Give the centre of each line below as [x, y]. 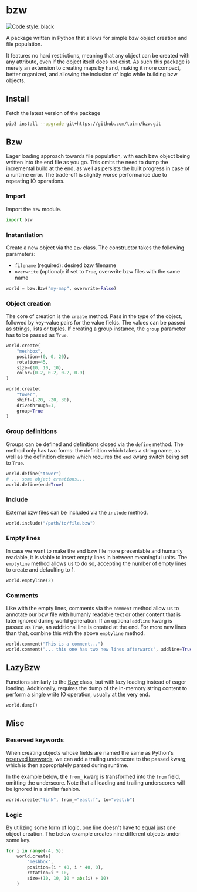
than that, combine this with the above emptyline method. [76, 633]
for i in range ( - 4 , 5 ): [35, 851]
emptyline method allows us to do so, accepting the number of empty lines [96, 563]
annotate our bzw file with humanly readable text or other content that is [93, 614]
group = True [30, 411]
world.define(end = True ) [35, 485]
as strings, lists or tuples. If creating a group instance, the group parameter [96, 329]
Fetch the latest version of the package [53, 113]
